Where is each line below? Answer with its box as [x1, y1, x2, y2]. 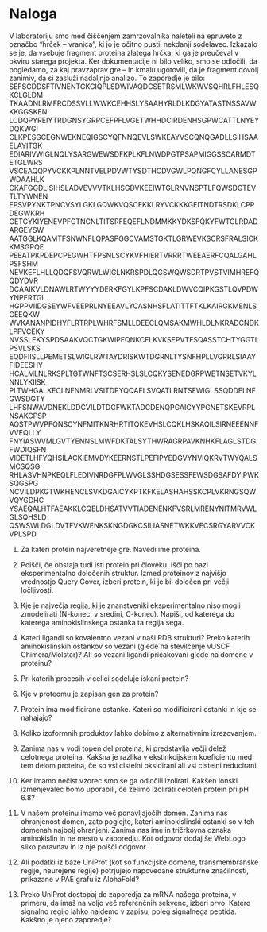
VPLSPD [9, 529, 37, 539]
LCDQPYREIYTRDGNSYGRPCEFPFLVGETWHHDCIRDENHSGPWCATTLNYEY [9, 115, 260, 125]
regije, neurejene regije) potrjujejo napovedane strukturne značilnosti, [20, 865, 249, 875]
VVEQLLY [9, 427, 41, 437]
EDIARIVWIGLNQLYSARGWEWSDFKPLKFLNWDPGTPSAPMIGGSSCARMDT [9, 149, 257, 159]
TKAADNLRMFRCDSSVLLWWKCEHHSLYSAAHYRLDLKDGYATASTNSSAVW [9, 99, 257, 108]
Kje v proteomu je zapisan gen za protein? [20, 689, 159, 698]
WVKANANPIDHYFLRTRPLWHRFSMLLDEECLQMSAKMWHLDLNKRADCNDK [9, 318, 259, 327]
